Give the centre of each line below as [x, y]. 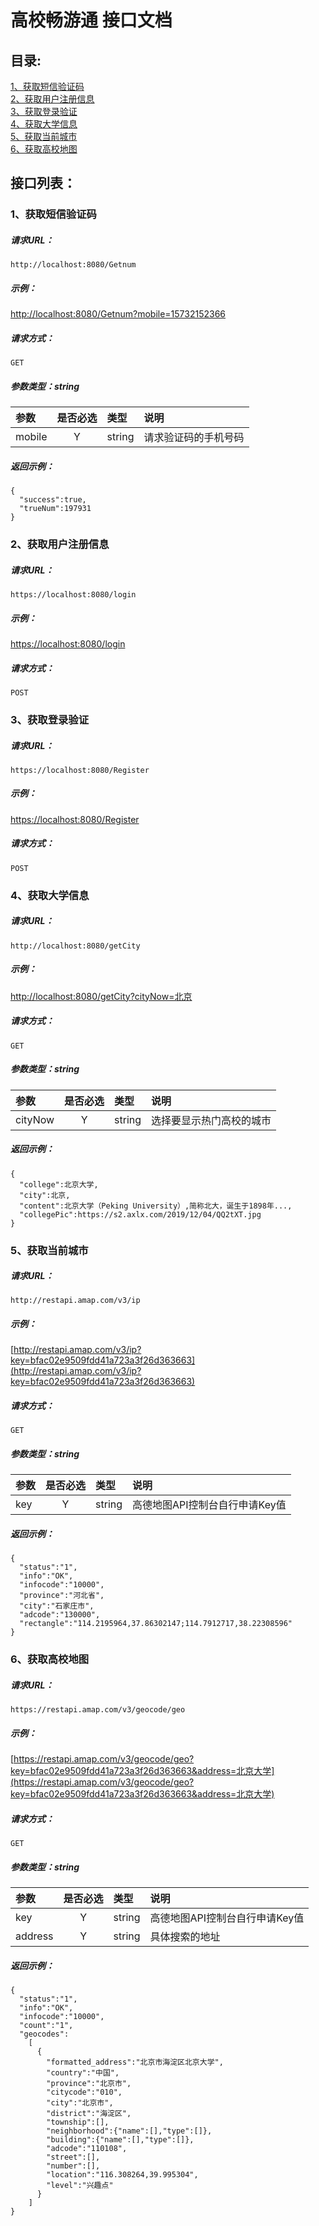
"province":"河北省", [62, 1596]
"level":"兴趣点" [80, 2186]
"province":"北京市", [89, 2084]
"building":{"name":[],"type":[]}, [120, 2140]
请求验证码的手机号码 [194, 438]
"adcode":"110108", [87, 2149]
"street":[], [73, 2157]
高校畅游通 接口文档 [91, 20]
